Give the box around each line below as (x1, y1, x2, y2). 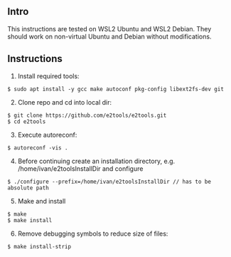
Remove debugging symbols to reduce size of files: (17, 229, 168, 238)
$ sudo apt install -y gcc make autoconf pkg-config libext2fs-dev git (7, 85, 224, 93)
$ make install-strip (7, 243, 72, 250)
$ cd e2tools (7, 117, 46, 125)
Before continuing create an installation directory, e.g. (17, 157, 176, 165)
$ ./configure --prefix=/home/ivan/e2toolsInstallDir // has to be (7, 178, 212, 185)
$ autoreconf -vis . (7, 144, 69, 152)
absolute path (7, 184, 50, 192)
